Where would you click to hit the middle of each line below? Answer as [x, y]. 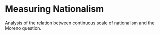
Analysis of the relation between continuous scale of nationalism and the [80, 23]
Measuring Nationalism [54, 9]
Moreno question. [23, 28]
